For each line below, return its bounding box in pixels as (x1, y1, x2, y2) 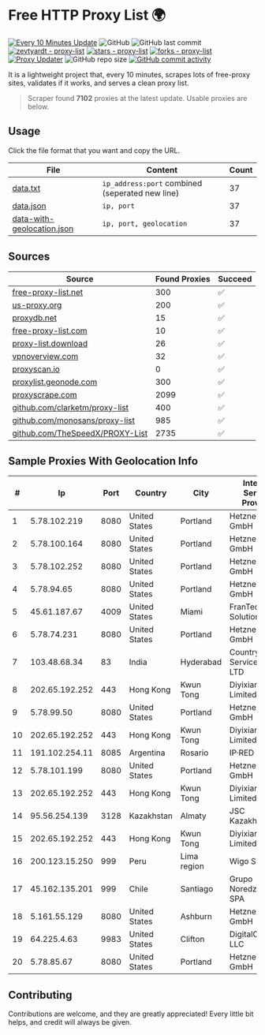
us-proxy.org (12, 299, 62, 310)
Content (146, 164, 178, 175)
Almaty (180, 810, 207, 821)
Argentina (129, 747, 166, 758)
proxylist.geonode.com (12, 376, 98, 387)
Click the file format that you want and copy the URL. (8, 145, 180, 155)
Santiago (180, 884, 214, 895)
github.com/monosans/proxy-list (12, 415, 136, 426)
